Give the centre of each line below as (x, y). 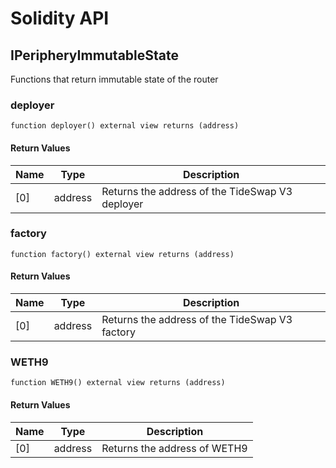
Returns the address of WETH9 (174, 448)
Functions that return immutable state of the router (114, 79)
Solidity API (60, 18)
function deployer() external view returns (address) (125, 126)
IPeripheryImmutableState (95, 55)
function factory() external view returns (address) (122, 254)
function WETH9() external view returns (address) (118, 383)
